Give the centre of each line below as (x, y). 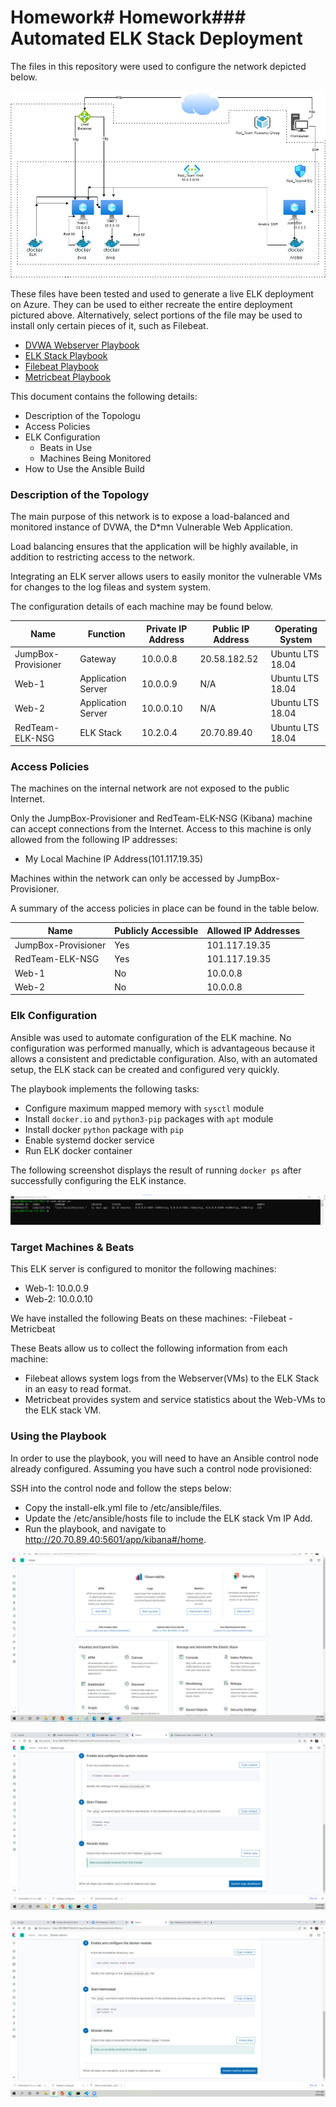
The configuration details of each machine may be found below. (141, 607)
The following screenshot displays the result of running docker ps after (156, 1170)
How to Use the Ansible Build (84, 468)
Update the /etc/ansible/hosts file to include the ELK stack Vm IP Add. (168, 1518)
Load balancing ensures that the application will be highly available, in (154, 547)
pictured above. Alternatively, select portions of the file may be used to (156, 315)
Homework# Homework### (128, 17)
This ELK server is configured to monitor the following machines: (143, 1269)
